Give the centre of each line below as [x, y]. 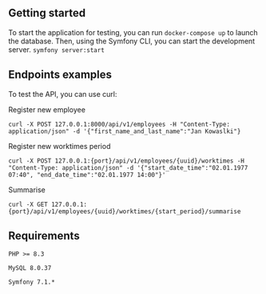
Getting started [47, 13]
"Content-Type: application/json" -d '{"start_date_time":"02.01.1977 [128, 167]
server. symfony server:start [57, 49]
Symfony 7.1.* [32, 282]
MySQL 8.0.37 [30, 268]
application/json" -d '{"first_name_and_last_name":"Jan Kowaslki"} [125, 131]
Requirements [44, 236]
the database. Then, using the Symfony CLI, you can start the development [132, 41]
